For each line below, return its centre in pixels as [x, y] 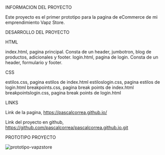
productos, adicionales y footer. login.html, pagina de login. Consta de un [82, 57]
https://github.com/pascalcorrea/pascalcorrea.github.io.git [67, 127]
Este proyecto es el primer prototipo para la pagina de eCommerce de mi [81, 17]
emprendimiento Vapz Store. [35, 22]
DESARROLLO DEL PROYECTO [37, 32]
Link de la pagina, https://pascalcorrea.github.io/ [56, 112]
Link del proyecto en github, [35, 122]
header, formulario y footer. [34, 62]
